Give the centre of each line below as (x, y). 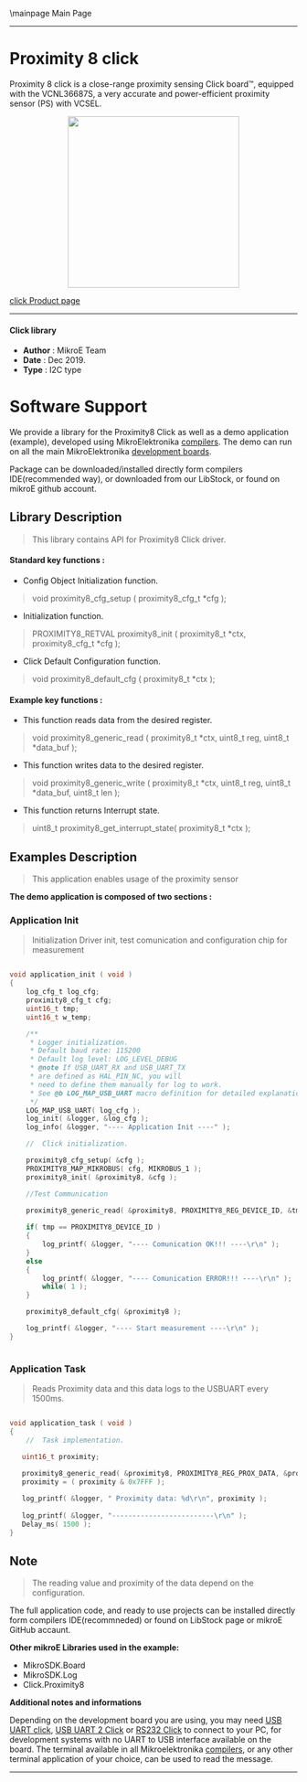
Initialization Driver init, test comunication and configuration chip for (159, 940)
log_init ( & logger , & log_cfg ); (87, 1119)
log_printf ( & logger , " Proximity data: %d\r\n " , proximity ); (144, 1499)
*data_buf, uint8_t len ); (76, 793)
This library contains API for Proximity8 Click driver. (129, 539)
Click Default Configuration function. (92, 661)
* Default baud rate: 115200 (85, 1051)
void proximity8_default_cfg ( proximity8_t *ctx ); (123, 679)
